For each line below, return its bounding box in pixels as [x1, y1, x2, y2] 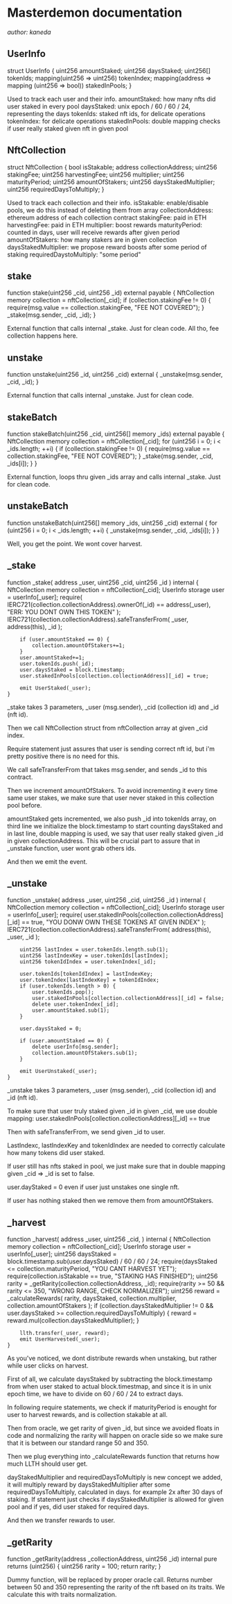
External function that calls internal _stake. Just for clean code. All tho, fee [7, 325, 220, 333]
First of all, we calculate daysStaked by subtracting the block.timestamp [7, 1375, 213, 1384]
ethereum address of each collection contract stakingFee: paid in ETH [7, 213, 207, 222]
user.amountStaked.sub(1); [32, 1007, 110, 1014]
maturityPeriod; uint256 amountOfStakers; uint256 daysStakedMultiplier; [7, 177, 215, 186]
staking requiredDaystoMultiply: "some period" [7, 250, 141, 259]
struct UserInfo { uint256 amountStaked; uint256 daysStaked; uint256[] [7, 66, 211, 74]
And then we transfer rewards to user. [7, 1516, 116, 1525]
